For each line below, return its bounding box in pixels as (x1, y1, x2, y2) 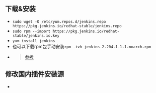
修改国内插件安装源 (5, 70, 64, 79)
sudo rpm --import (12, 29, 51, 34)
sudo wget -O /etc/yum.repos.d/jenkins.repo (12, 19, 106, 24)
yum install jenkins (12, 38, 55, 43)
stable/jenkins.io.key (12, 33, 60, 38)
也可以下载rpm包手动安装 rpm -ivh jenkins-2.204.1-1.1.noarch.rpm (12, 43, 152, 49)
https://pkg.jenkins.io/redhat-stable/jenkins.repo (12, 23, 122, 28)
